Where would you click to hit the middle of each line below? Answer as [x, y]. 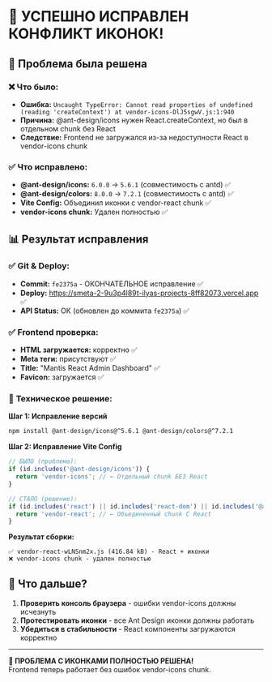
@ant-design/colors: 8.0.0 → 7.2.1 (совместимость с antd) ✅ [127, 194]
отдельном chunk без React [68, 128]
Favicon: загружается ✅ [62, 377]
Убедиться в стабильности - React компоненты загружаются [128, 629]
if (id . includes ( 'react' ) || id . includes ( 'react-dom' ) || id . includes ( [132, 506]
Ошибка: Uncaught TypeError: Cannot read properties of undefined [136, 104]
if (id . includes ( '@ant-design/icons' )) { [79, 470]
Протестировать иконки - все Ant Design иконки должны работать [137, 620]
